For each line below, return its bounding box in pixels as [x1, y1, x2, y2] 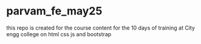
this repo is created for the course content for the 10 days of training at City [6, 24, 196, 31]
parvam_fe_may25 [6, 4, 103, 18]
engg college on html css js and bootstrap [6, 30, 112, 37]
